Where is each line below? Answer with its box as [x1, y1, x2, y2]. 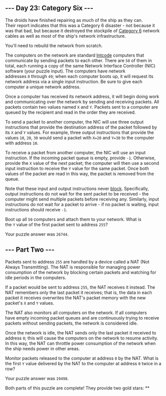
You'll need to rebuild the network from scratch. [5, 42, 103, 49]
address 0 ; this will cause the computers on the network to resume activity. [5, 335, 159, 341]
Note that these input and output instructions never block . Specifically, [5, 186, 149, 192]
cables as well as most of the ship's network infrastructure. [5, 33, 126, 39]
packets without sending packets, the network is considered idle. [5, 320, 138, 326]
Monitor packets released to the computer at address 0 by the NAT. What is [5, 355, 159, 361]
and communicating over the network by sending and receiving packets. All [5, 99, 160, 105]
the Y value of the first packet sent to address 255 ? [5, 221, 108, 227]
